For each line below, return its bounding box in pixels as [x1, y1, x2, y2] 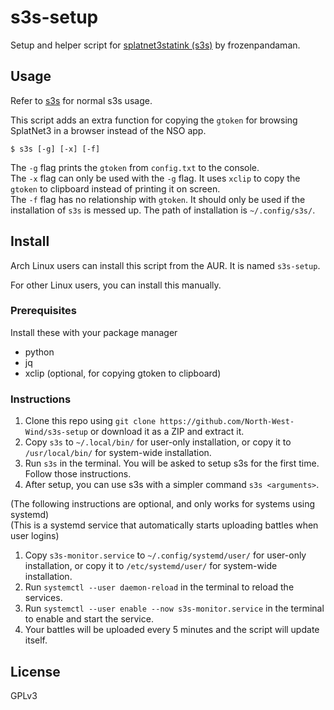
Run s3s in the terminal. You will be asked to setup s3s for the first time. [24, 457, 320, 470]
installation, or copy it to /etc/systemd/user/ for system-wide [24, 560, 278, 572]
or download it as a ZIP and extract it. [89, 426, 245, 438]
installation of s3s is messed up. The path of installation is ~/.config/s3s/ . [10, 204, 316, 216]
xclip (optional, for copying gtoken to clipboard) [24, 367, 222, 379]
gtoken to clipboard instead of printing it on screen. [10, 182, 221, 195]
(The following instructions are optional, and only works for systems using [10, 498, 316, 510]
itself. [24, 634, 48, 646]
